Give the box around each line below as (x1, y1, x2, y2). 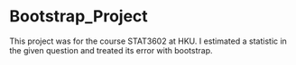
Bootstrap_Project (9, 6, 149, 27)
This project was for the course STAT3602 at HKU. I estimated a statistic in (9, 36, 287, 46)
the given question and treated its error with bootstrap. (9, 45, 214, 55)
